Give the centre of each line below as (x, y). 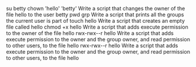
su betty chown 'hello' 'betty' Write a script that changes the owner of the (96, 8)
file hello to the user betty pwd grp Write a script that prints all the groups (95, 15)
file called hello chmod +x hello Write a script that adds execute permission (97, 27)
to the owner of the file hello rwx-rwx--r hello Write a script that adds (90, 33)
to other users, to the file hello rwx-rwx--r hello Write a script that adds (92, 45)
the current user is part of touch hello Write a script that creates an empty (96, 21)
